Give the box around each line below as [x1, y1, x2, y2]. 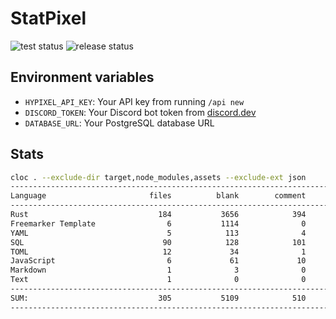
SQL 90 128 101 [10, 237, 307, 247]
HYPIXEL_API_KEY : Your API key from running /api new [24, 95, 245, 107]
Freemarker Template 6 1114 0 [10, 218, 307, 229]
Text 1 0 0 [10, 275, 307, 285]
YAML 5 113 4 [10, 228, 307, 238]
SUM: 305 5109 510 [10, 293, 307, 303]
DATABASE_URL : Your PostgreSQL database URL [24, 117, 215, 129]
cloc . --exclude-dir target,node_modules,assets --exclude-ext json [10, 172, 307, 182]
